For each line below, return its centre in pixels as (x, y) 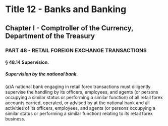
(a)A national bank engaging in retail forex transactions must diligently (78, 87)
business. (15, 119)
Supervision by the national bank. (42, 74)
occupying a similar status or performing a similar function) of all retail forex (84, 98)
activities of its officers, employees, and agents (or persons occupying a (80, 108)
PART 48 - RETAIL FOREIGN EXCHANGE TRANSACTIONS (76, 50)
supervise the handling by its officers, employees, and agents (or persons (82, 92)
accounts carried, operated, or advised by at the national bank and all (77, 103)
